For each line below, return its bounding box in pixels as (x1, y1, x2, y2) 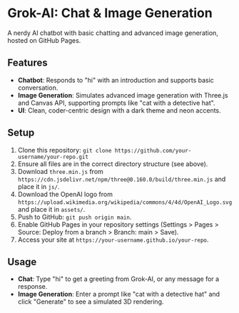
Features (7, 57, 48, 69)
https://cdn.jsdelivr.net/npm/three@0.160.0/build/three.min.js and (17, 175, 226, 183)
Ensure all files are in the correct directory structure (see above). (17, 159, 208, 168)
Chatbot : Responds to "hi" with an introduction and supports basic (17, 76, 214, 84)
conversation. (17, 83, 59, 92)
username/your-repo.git (17, 153, 89, 160)
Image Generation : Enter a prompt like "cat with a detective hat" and (17, 290, 220, 299)
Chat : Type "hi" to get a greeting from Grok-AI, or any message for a (17, 274, 220, 283)
